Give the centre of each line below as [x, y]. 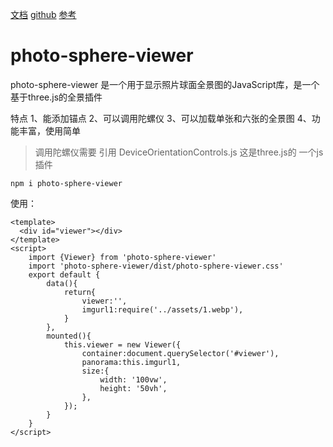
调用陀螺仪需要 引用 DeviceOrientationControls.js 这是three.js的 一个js [179, 152]
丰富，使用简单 [49, 130]
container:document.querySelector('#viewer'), [180, 353]
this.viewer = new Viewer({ [122, 344]
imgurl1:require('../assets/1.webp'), [162, 309]
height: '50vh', [133, 388]
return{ [80, 292]
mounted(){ [69, 336]
